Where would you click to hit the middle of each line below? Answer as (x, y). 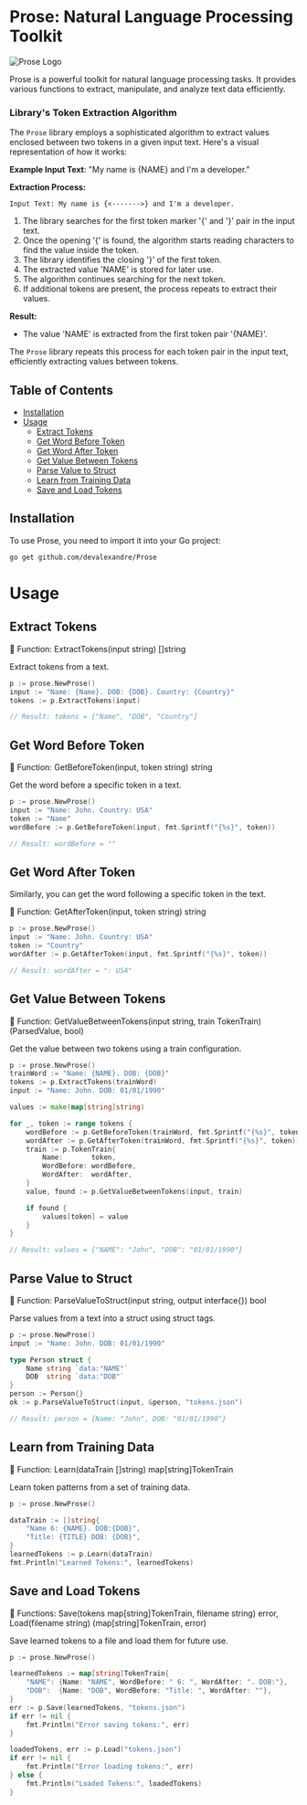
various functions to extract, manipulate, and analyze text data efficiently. (148, 89)
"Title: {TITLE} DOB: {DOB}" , (84, 1537)
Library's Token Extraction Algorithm (93, 112)
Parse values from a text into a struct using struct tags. (113, 1318)
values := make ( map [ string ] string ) (77, 1107)
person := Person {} (47, 1394)
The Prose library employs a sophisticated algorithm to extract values (139, 132)
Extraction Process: (48, 187)
